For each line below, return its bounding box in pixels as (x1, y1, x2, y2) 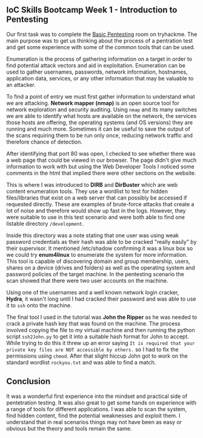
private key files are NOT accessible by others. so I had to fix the (6, 346, 179, 353)
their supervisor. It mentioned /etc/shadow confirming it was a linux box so (6, 245, 193, 252)
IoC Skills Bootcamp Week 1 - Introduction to (6, 5, 178, 15)
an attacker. (6, 81, 36, 88)
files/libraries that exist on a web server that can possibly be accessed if (6, 194, 187, 201)
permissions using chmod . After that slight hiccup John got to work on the (6, 352, 188, 360)
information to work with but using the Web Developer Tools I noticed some (6, 162, 195, 170)
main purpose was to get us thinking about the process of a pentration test (6, 36, 193, 44)
